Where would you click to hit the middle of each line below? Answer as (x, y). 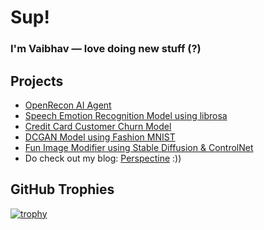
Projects (37, 81)
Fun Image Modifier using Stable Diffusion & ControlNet (139, 147)
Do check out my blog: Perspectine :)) (103, 158)
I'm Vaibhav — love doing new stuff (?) (106, 49)
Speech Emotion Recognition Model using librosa (126, 115)
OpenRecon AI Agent (68, 105)
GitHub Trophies (62, 189)
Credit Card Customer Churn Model (98, 126)
